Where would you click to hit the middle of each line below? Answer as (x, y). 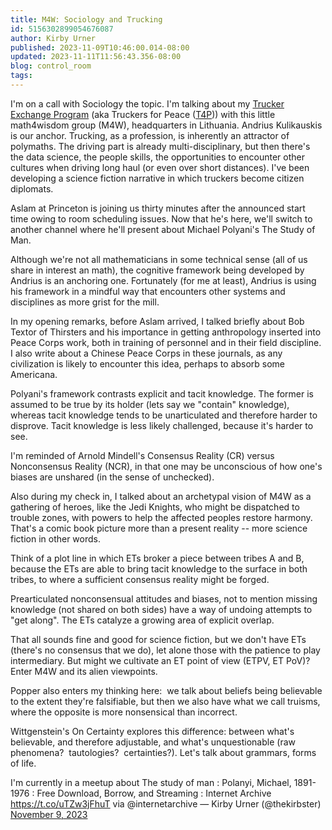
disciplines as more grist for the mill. (85, 302)
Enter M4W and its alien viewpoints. (84, 671)
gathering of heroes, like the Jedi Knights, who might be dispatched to (155, 507)
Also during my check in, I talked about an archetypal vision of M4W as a (161, 496)
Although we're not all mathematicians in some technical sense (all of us (159, 259)
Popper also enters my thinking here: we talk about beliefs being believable (166, 690)
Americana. (34, 374)
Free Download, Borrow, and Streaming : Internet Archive (154, 793)
